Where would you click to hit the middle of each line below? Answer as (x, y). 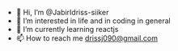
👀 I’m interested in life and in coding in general (93, 21)
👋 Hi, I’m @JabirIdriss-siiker (62, 12)
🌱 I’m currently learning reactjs (67, 29)
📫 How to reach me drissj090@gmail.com (87, 38)
